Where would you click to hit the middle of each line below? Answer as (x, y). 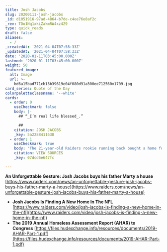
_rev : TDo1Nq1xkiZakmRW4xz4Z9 (37, 24)
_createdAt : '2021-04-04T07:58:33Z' (43, 47)
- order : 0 (21, 103)
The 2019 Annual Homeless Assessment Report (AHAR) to (74, 223)
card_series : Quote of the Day (38, 88)
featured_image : (22, 70)
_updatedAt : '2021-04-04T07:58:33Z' (43, 51)
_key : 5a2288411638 (34, 134)
